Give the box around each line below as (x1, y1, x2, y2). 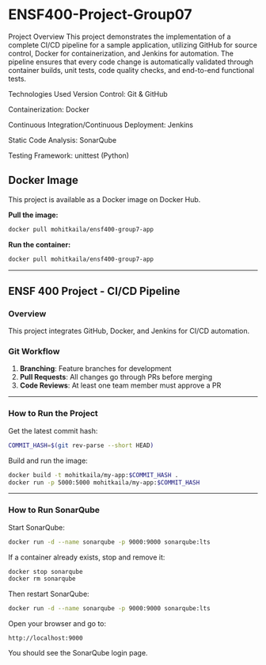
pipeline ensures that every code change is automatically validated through (8, 57, 253, 67)
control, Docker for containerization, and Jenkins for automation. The (8, 48, 234, 58)
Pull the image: (8, 210, 59, 220)
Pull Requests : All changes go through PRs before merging (19, 373, 213, 382)
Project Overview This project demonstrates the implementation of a (8, 32, 231, 41)
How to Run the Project (8, 408, 99, 419)
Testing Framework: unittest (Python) (8, 151, 129, 160)
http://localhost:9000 (8, 634, 83, 643)
